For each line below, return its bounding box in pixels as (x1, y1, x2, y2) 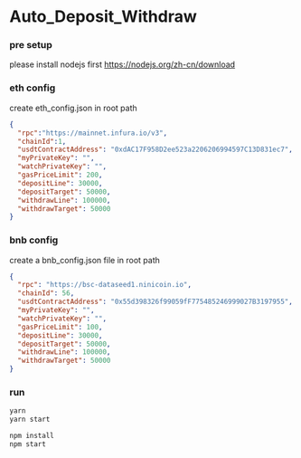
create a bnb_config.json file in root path (9, 254, 161, 265)
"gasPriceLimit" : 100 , (17, 322, 103, 331)
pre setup (9, 39, 52, 52)
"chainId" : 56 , (17, 289, 75, 298)
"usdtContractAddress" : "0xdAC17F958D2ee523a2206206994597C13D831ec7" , (17, 145, 294, 155)
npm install (9, 432, 54, 441)
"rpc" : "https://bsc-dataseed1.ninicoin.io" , (17, 281, 193, 290)
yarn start (9, 415, 51, 425)
